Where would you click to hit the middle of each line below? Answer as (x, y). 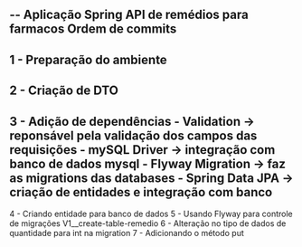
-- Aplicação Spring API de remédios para (129, 15)
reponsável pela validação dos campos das (133, 135)
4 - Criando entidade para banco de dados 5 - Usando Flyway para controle (151, 214)
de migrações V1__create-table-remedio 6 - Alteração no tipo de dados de (148, 223)
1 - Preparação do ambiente (88, 59)
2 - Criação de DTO (64, 91)
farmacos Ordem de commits (93, 29)
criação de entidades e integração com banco (141, 192)
